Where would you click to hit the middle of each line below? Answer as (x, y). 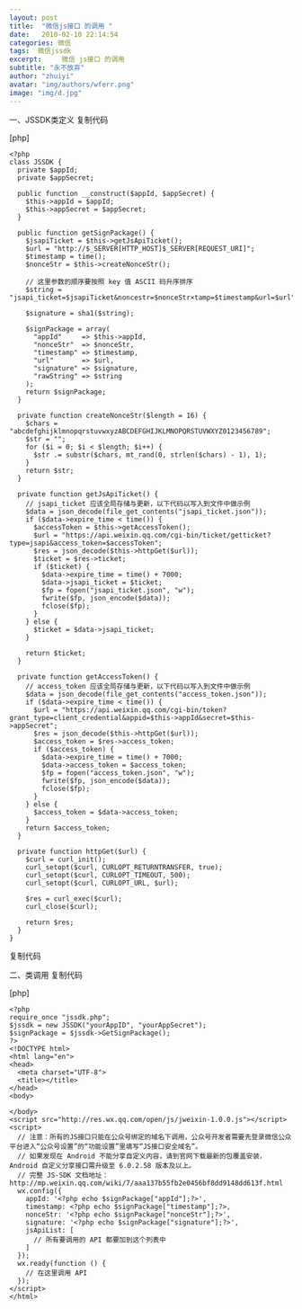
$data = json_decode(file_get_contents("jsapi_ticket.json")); (147, 512)
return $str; (50, 470)
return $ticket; (56, 653)
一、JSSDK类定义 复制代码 (59, 120)
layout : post (34, 18)
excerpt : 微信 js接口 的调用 (67, 59)
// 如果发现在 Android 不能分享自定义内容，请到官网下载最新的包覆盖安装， (142, 1156)
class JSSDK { (36, 162)
